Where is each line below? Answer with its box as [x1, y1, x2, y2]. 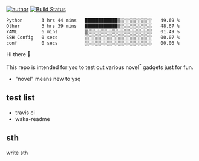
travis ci [15, 109, 35, 116]
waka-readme [15, 115, 50, 122]
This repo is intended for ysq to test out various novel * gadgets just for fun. [6, 62, 194, 71]
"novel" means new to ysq [15, 76, 81, 83]
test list [6, 93, 35, 103]
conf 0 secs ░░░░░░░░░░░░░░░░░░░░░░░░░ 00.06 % [6, 40, 180, 46]
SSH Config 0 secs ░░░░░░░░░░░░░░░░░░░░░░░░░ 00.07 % [6, 34, 180, 41]
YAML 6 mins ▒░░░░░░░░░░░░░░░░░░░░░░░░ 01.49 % [6, 28, 180, 34]
